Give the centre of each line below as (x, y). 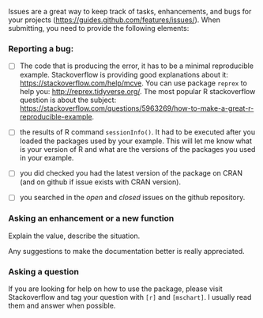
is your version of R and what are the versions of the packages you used (137, 150)
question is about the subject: (68, 100)
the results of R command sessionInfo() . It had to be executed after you (137, 132)
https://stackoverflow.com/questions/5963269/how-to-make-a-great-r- (137, 108)
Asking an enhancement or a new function (91, 218)
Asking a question (43, 271)
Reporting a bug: (41, 48)
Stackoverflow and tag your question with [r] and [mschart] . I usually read (130, 297)
